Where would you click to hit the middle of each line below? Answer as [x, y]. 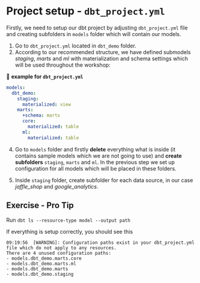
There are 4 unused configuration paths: [59, 253]
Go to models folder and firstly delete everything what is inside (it [95, 149]
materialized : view [46, 104]
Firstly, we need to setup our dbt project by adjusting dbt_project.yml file [97, 28]
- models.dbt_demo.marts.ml [41, 263]
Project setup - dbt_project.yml [86, 11]
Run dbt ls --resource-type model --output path [68, 220]
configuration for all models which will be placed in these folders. [95, 168]
